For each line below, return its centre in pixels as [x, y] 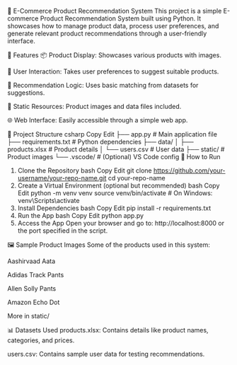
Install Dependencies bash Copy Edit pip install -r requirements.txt [114, 208]
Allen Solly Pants [32, 289]
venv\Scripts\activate [48, 201]
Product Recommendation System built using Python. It [121, 18]
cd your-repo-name [137, 178]
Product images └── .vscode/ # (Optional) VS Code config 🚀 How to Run [114, 157]
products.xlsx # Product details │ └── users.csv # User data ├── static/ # [116, 149]
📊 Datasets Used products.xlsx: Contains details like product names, [108, 330]
